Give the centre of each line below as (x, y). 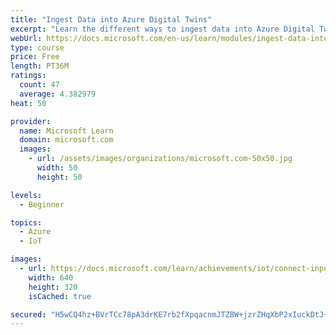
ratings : (28, 76)
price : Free (35, 57)
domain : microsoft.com (66, 140)
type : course (37, 47)
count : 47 (39, 85)
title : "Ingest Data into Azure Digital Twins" (111, 19)
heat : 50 (28, 103)
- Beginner (42, 204)
